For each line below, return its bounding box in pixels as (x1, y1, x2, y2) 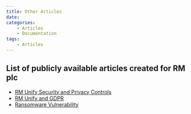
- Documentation (17, 31, 57, 37)
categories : (6, 19, 35, 25)
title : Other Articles (6, 8, 62, 15)
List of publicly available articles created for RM (6, 63, 186, 74)
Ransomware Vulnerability (14, 101, 79, 108)
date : (6, 14, 20, 20)
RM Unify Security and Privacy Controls (14, 88, 112, 95)
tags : (6, 36, 20, 42)
